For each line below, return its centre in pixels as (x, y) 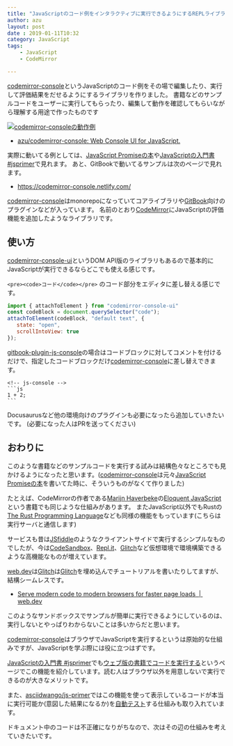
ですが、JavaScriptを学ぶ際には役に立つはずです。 (86, 648)
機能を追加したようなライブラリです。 (62, 218)
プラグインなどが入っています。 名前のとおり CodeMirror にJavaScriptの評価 (115, 209)
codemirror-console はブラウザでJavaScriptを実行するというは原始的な (109, 639)
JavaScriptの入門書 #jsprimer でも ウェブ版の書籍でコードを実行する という (113, 662)
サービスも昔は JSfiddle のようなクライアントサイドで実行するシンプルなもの (116, 539)
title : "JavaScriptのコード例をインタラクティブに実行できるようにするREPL (106, 14)
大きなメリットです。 (62, 680)
